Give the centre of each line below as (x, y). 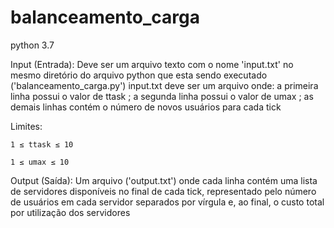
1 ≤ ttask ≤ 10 (42, 144)
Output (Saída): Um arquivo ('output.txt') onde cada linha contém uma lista (164, 180)
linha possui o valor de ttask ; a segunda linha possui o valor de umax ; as (162, 96)
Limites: (26, 126)
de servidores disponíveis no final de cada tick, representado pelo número (163, 191)
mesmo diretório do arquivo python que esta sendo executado (139, 75)
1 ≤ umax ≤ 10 (40, 162)
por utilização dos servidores (70, 212)
